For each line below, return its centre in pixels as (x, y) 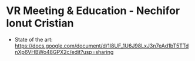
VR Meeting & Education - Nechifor (93, 11)
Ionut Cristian (40, 23)
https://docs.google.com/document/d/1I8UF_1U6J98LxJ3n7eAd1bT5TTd (102, 46)
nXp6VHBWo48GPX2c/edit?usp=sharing (64, 52)
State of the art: (33, 39)
